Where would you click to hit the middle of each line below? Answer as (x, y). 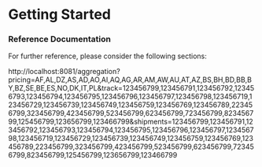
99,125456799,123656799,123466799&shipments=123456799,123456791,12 (131, 122)
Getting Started (60, 15)
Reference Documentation (60, 39)
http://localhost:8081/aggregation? (64, 72)
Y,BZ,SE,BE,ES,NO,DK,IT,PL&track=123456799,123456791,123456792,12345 (131, 88)
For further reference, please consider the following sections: (107, 56)
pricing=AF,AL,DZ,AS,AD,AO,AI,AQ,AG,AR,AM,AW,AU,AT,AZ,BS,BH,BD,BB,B (130, 80)
